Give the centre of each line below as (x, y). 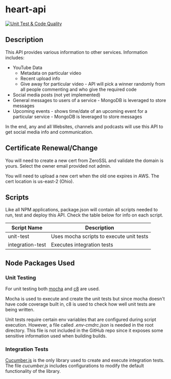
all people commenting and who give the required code (78, 89)
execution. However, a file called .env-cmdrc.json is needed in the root (80, 325)
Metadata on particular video (51, 73)
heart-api (26, 9)
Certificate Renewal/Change (52, 148)
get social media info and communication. (49, 132)
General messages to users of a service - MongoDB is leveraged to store (89, 100)
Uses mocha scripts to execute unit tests (100, 236)
